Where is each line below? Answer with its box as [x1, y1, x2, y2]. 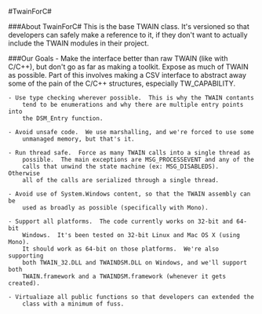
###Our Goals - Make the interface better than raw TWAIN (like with [8, 54, 228, 63]
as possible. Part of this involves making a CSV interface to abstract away [8, 71, 247, 79]
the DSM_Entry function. [22, 115, 104, 122]
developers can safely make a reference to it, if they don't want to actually [8, 31, 248, 39]
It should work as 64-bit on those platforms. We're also [22, 245, 220, 253]
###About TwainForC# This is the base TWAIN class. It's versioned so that [8, 22, 249, 31]
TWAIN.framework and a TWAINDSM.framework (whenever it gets [22, 272, 226, 280]
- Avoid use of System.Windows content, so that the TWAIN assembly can [8, 190, 251, 198]
